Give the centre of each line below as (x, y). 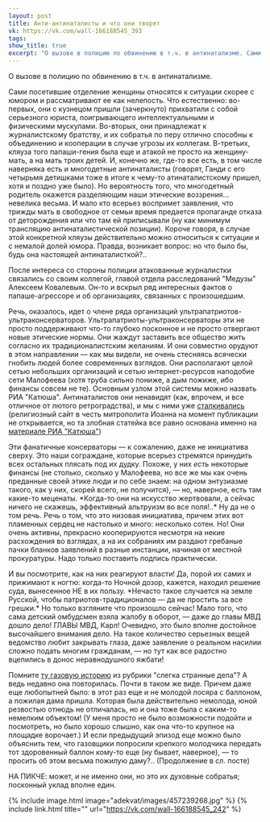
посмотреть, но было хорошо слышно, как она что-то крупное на (122, 727)
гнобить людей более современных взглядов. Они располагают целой (131, 363)
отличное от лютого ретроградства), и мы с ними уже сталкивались (127, 405)
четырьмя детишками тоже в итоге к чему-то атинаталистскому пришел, (135, 177)
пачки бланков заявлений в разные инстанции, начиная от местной (125, 550)
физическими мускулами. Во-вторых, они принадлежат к (108, 126)
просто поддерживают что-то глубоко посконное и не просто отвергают (134, 328)
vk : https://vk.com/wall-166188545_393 (75, 31)
